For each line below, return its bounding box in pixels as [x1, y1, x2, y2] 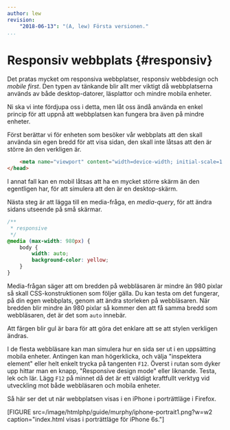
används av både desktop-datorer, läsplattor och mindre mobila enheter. [7, 90, 212, 98]
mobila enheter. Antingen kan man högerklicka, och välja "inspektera [7, 352, 202, 360]
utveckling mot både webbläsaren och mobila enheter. [7, 381, 161, 390]
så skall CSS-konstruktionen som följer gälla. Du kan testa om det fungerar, [7, 289, 220, 297]
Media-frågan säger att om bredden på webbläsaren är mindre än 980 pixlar [7, 282, 223, 290]
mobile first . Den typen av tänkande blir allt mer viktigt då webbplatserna [7, 82, 213, 91]
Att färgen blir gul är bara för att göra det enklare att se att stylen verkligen [7, 324, 218, 333]
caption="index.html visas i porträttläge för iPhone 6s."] [7, 415, 165, 423]
